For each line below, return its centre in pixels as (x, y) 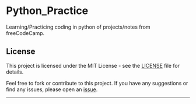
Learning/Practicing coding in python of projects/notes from (78, 27)
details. (15, 72)
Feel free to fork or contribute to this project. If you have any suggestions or (97, 83)
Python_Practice (47, 11)
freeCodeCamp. (25, 33)
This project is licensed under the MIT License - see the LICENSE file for (93, 65)
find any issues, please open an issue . (52, 89)
